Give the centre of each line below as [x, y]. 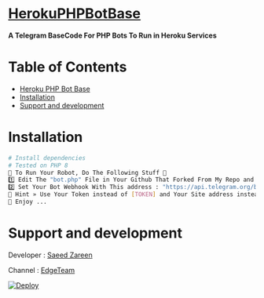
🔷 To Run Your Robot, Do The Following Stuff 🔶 [88, 173]
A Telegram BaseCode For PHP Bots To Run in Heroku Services [113, 35]
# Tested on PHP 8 [38, 165]
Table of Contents [68, 67]
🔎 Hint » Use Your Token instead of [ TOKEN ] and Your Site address [121, 194]
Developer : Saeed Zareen [50, 255]
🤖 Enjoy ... [27, 202]
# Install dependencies [47, 158]
